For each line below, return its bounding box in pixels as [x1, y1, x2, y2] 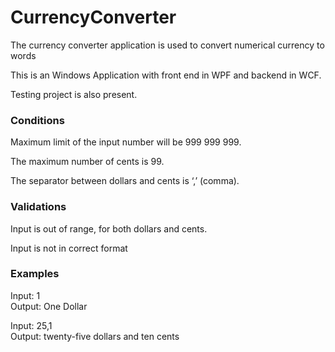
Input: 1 [10, 289, 41, 301]
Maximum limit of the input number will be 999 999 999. [10, 136, 242, 148]
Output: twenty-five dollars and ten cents [10, 330, 180, 342]
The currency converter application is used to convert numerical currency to [10, 39, 325, 51]
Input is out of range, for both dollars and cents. [10, 222, 208, 235]
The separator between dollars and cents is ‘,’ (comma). [10, 175, 240, 187]
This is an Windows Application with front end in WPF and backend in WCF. [10, 69, 322, 81]
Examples [10, 267, 60, 281]
